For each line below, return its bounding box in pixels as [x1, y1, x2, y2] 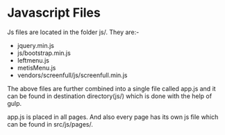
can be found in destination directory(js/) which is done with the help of [7, 92, 212, 100]
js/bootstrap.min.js [17, 49, 71, 57]
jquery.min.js [17, 41, 54, 49]
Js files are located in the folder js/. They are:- [7, 28, 140, 36]
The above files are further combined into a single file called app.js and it [7, 84, 217, 93]
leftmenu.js [17, 56, 50, 64]
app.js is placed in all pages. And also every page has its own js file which [7, 113, 219, 121]
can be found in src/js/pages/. [7, 120, 94, 128]
